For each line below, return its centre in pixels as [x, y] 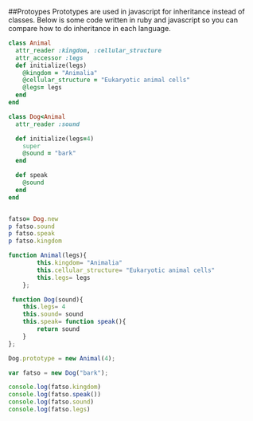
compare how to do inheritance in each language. [90, 28]
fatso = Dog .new [33, 218]
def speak [31, 175]
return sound [58, 329]
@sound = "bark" [50, 153]
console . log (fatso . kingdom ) [55, 387]
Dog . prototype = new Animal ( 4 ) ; [62, 358]
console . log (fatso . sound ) [51, 402]
